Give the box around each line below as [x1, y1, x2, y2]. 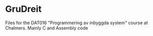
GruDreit [5, 3, 42, 15]
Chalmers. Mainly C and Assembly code [5, 25, 88, 31]
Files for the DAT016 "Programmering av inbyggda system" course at [5, 20, 148, 26]
